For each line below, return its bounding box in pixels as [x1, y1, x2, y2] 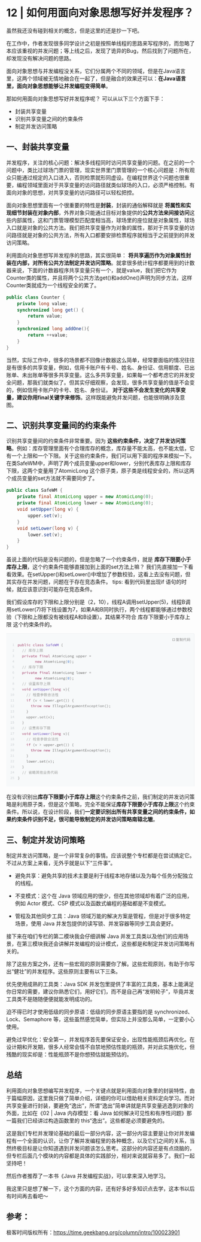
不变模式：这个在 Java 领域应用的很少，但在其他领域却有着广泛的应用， [14, 892, 193, 899]
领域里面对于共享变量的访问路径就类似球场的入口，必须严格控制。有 [26, 181, 195, 188]
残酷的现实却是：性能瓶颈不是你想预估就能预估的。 [6, 1051, 132, 1058]
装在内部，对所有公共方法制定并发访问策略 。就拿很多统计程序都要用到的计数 [6, 259, 195, 266]
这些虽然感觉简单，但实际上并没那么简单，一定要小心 [63, 1015, 195, 1022]
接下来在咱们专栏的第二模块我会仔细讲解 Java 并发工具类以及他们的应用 [6, 932, 184, 940]
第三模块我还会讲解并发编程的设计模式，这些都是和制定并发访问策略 [22, 940, 190, 947]
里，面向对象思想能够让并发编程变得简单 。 [6, 82, 111, 89]
